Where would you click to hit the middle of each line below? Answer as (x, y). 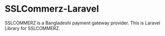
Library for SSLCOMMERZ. (32, 28)
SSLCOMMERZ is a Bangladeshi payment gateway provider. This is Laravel (82, 23)
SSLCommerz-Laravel (52, 9)
